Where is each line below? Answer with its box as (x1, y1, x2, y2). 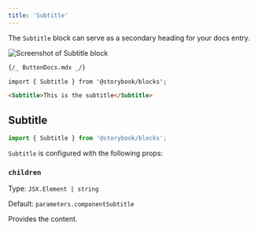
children (8, 168, 42, 177)
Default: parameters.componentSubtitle (8, 199, 135, 209)
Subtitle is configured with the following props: (8, 148, 164, 158)
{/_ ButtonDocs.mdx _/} (8, 64, 87, 71)
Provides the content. (8, 214, 78, 224)
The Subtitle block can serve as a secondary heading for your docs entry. (8, 33, 250, 42)
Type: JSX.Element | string (8, 184, 99, 193)
